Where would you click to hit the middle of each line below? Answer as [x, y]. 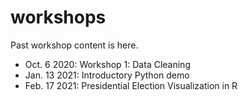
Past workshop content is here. [74, 45]
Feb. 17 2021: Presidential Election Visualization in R [131, 85]
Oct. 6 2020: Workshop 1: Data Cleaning [107, 64]
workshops [58, 17]
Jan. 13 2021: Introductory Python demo [107, 75]
